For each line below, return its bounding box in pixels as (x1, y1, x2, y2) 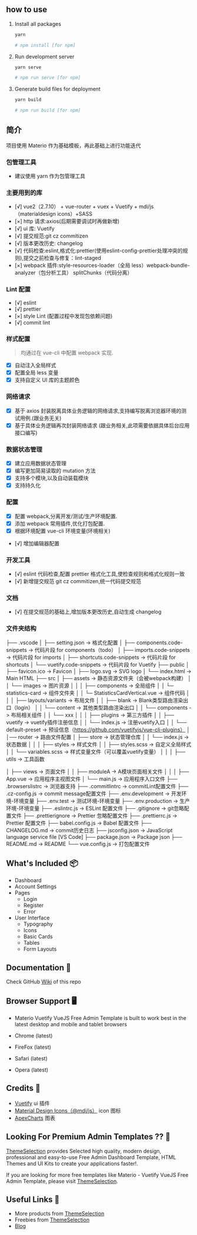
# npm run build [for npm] (14, 108, 81, 113)
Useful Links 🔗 (6, 1194, 60, 1204)
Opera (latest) (14, 1066, 49, 1073)
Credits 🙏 (6, 1083, 41, 1093)
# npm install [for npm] (14, 42, 76, 48)
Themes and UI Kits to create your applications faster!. (6, 1160, 138, 1167)
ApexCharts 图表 (14, 1114, 56, 1122)
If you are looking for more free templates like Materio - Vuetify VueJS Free (6, 1171, 189, 1178)
